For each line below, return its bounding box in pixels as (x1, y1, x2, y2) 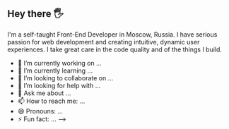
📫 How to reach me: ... (17, 97, 86, 105)
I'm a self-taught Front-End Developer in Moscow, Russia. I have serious (7, 30, 218, 39)
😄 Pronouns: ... (17, 106, 64, 115)
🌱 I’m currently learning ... (17, 66, 93, 75)
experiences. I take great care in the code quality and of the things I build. (7, 45, 223, 54)
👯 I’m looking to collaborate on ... (17, 73, 114, 82)
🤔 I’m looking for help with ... (17, 81, 101, 90)
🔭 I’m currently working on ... (17, 59, 102, 67)
